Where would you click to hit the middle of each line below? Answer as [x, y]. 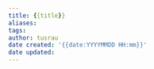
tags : [17, 30]
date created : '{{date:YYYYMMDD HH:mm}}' [78, 45]
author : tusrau [33, 38]
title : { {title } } [37, 15]
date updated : [32, 52]
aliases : [23, 23]
